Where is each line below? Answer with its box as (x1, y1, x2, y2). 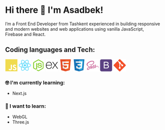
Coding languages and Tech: (5, 45, 95, 54)
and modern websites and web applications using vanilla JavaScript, (5, 26, 144, 32)
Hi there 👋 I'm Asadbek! (5, 4, 103, 16)
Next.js (12, 90, 27, 96)
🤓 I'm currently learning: (5, 79, 66, 86)
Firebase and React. (5, 31, 46, 37)
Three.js (12, 119, 30, 125)
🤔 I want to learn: (5, 102, 46, 109)
